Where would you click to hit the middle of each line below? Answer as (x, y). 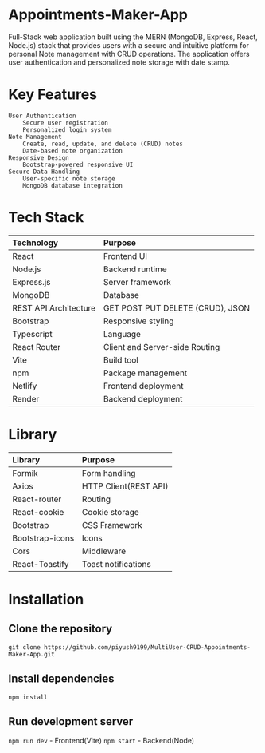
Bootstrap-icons (43, 538)
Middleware (104, 551)
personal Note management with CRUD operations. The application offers (129, 54)
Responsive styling (138, 321)
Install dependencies (61, 679)
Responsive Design (39, 157)
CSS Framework (113, 525)
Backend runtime (135, 269)
